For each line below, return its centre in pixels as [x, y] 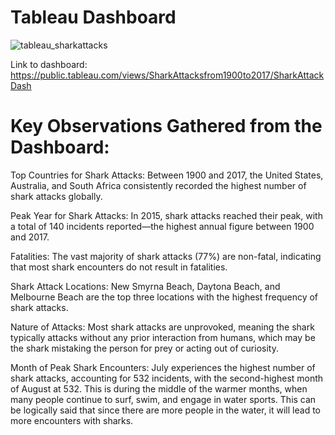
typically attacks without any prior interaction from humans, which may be [163, 337]
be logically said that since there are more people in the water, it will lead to [165, 410]
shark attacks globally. [56, 196]
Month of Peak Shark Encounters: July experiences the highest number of [163, 367]
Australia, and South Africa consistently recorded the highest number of [158, 185]
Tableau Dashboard [93, 17]
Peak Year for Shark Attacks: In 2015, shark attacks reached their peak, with [166, 215]
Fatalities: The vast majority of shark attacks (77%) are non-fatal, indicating [166, 256]
